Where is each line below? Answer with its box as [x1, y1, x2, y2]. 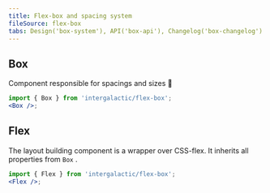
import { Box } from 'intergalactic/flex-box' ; [8, 94, 173, 102]
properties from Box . [8, 154, 78, 164]
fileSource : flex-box [8, 19, 82, 28]
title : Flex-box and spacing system [8, 11, 132, 20]
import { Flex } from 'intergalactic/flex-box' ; [8, 169, 176, 178]
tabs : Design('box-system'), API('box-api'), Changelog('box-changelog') [8, 27, 264, 35]
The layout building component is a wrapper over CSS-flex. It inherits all [8, 145, 249, 155]
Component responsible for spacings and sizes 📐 [8, 79, 173, 88]
